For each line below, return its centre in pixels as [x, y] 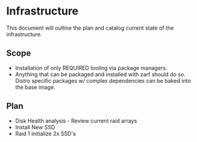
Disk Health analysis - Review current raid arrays [76, 121]
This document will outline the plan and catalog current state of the [90, 28]
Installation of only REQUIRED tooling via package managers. [91, 68]
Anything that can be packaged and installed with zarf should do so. [100, 74]
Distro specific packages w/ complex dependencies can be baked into [103, 80]
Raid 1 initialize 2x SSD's [45, 134]
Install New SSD [35, 127]
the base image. [35, 87]
